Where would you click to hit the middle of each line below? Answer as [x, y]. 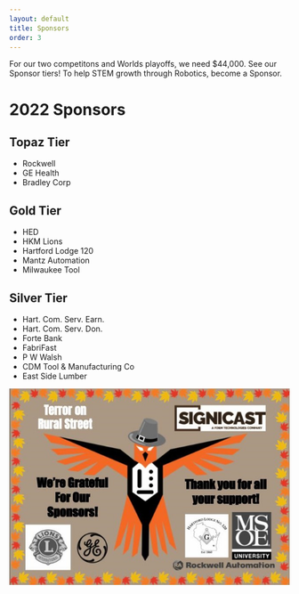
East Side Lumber [54, 376]
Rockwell [39, 164]
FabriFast [39, 348]
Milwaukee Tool [51, 270]
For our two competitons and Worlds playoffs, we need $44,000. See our [143, 64]
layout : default [39, 19]
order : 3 [25, 37]
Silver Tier [39, 298]
